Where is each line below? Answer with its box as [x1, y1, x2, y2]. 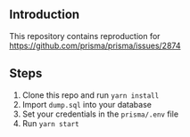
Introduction [9, 7, 80, 22]
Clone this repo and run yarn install [21, 89, 160, 101]
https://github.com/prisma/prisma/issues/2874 [9, 40, 181, 51]
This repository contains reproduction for [9, 30, 161, 41]
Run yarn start [21, 117, 79, 128]
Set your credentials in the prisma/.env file [21, 109, 179, 119]
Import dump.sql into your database [21, 99, 152, 109]
